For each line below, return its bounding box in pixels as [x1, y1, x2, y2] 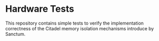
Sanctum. [5, 31, 26, 37]
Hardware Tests [5, 3, 74, 15]
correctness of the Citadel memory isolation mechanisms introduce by [5, 25, 154, 31]
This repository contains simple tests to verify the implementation [5, 20, 144, 26]
